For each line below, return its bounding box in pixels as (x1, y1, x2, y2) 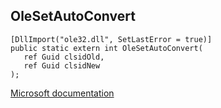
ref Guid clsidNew (23, 60, 101, 71)
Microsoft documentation (10, 87, 115, 99)
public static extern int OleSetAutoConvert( (10, 43, 203, 53)
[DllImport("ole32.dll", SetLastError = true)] (10, 34, 213, 44)
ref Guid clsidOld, (23, 52, 105, 62)
